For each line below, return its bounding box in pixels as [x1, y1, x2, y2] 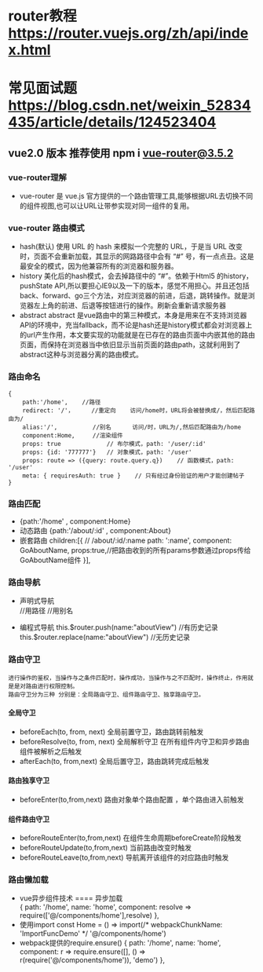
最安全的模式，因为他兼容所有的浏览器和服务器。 [19, 261, 178, 271]
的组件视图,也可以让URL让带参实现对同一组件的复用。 [19, 201, 194, 210]
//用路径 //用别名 [19, 606, 73, 616]
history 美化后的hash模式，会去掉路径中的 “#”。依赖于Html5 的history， [19, 272, 254, 281]
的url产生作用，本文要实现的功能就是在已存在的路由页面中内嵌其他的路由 [19, 331, 255, 340]
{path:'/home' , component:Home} [19, 516, 131, 526]
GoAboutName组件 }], [19, 555, 91, 565]
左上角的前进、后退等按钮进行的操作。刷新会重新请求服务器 [33, 301, 226, 310]
